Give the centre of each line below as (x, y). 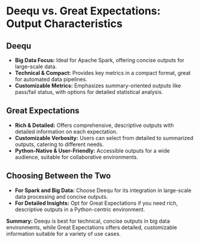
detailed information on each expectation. (66, 131)
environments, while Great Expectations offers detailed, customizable (92, 227)
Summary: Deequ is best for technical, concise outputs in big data (88, 221)
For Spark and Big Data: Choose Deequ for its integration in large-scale (103, 190)
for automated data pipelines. (51, 79)
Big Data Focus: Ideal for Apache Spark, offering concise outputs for (99, 60)
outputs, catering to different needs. (59, 144)
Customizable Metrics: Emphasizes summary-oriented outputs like (98, 86)
